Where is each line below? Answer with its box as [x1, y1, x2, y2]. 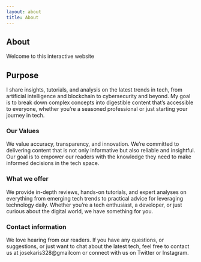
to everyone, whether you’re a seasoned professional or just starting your [6, 105, 188, 113]
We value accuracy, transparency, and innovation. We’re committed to [6, 140, 179, 148]
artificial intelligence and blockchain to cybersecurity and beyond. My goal [6, 93, 191, 100]
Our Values [6, 127, 40, 136]
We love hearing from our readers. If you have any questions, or [6, 236, 164, 244]
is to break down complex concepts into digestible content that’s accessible [6, 99, 194, 106]
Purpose [6, 70, 39, 80]
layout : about [6, 8, 42, 15]
